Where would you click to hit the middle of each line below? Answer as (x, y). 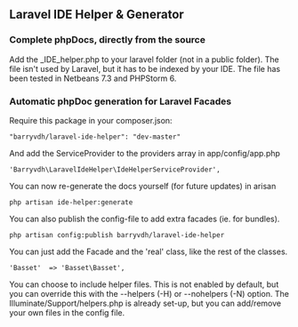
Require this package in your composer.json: (91, 120)
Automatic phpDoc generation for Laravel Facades (121, 101)
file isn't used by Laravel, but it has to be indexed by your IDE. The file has (145, 68)
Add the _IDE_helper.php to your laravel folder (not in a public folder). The (145, 59)
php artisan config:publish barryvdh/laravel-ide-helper (117, 235)
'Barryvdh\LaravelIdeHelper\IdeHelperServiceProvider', (115, 169)
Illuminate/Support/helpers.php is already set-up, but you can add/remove (145, 303)
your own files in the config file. (67, 312)
